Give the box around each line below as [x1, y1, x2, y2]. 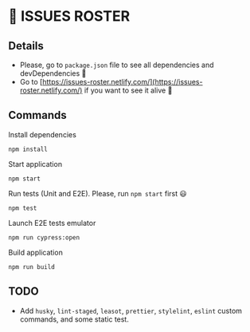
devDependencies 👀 [19, 69, 87, 78]
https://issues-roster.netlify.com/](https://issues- [42, 77, 203, 86]
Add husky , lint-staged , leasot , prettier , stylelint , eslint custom [19, 306, 243, 315]
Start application [8, 159, 62, 168]
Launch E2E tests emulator [8, 218, 96, 227]
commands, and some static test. [19, 314, 129, 324]
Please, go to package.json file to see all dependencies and [19, 60, 214, 69]
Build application [8, 247, 64, 257]
